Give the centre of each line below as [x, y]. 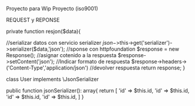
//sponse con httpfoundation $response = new [123, 49]
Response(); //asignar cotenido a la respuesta [61, 55]
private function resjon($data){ [43, 31]
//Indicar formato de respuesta [93, 62]
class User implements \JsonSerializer [53, 79]
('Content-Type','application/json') [47, 68]
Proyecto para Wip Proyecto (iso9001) [52, 9]
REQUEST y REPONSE [33, 20]
